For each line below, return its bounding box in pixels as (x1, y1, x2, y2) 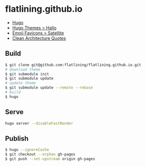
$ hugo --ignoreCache (5, 147, 49, 152)
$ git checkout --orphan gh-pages (5, 152, 76, 157)
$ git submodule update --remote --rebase (5, 85, 93, 90)
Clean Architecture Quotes (12, 35, 66, 41)
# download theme (5, 67, 41, 72)
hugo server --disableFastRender (5, 121, 73, 126)
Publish (5, 134, 29, 142)
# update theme (5, 81, 36, 86)
